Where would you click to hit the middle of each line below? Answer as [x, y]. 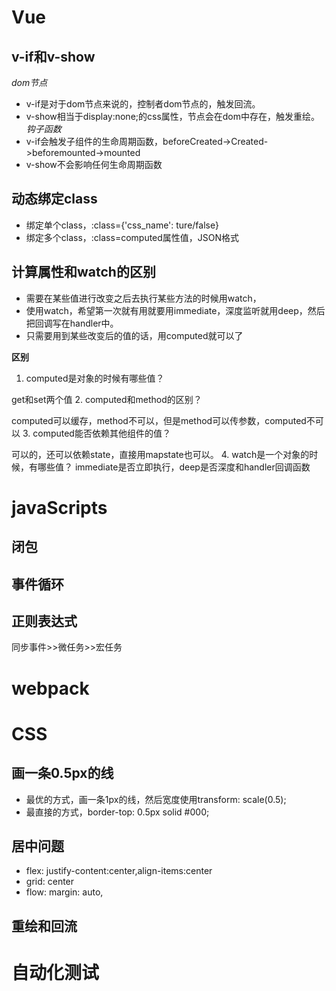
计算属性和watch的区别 [83, 272]
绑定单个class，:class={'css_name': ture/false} [122, 225]
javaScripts [59, 507]
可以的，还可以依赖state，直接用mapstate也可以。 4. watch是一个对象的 [160, 454]
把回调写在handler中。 [72, 323]
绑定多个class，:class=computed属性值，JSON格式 [132, 237]
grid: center [50, 882]
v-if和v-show [53, 56]
